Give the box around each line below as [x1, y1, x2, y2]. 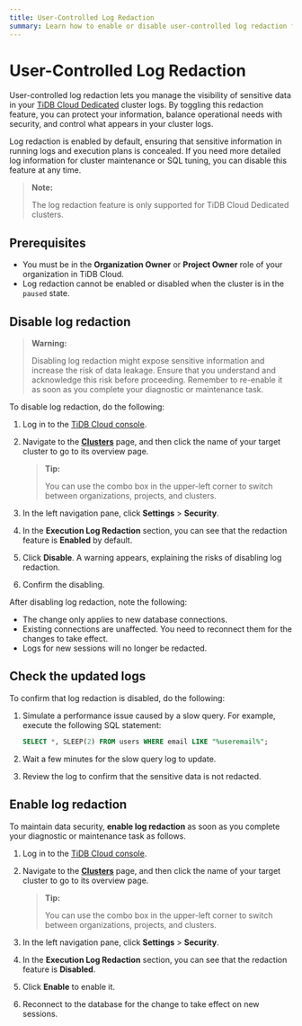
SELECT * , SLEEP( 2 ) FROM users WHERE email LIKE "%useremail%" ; [22, 737, 269, 746]
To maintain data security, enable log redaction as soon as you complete [9, 821, 280, 832]
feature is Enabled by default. [22, 535, 133, 545]
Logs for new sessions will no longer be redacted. [22, 643, 208, 653]
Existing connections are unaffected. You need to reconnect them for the [22, 624, 292, 634]
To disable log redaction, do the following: [9, 401, 164, 412]
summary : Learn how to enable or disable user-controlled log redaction [9, 22, 288, 31]
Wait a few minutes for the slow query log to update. [22, 753, 217, 764]
